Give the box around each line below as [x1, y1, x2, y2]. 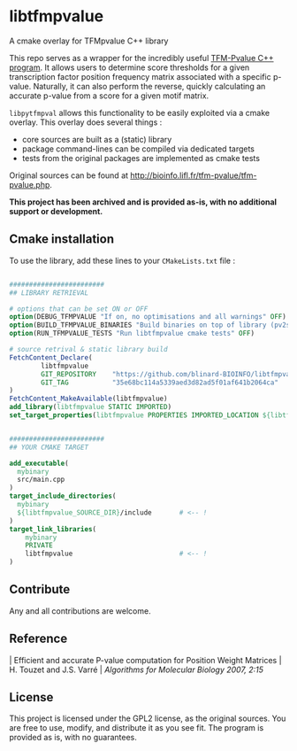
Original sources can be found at [9, 170, 129, 181]
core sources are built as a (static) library [21, 134, 172, 144]
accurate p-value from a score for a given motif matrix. [9, 90, 209, 101]
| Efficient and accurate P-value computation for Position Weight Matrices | [9, 654, 282, 665]
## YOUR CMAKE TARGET [9, 443, 89, 452]
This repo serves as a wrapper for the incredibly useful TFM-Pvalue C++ [9, 52, 274, 63]
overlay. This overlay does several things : [9, 117, 163, 128]
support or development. [9, 205, 103, 216]
